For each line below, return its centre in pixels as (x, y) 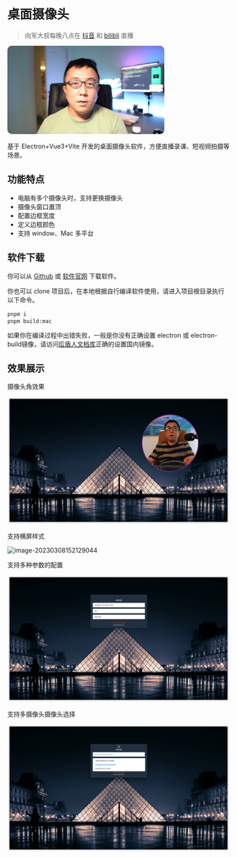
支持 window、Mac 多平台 (55, 233)
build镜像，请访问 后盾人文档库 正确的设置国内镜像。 (83, 344)
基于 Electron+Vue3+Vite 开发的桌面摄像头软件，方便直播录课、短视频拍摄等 (119, 146)
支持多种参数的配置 (35, 565)
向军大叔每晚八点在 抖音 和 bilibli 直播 (79, 35)
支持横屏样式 (26, 536)
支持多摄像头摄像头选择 (41, 714)
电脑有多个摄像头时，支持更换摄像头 (70, 198)
